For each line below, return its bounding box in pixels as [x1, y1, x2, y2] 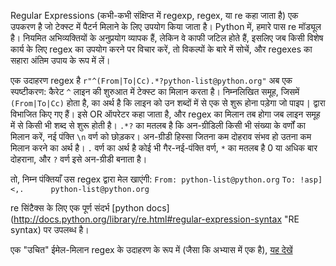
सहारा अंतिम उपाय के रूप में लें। [10, 55, 111, 66]
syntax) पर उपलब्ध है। [10, 224, 90, 235]
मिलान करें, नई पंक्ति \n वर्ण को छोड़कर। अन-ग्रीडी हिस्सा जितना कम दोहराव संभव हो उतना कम [10, 131, 312, 142]
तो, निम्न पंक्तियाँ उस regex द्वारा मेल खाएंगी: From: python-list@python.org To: [10, 173, 297, 185]
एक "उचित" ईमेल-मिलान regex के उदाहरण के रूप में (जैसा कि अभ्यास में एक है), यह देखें [10, 244, 293, 255]
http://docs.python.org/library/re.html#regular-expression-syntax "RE [13, 213, 300, 225]
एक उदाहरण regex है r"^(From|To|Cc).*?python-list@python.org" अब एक [10, 75, 293, 86]
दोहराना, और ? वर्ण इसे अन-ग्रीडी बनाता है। [10, 153, 148, 165]
